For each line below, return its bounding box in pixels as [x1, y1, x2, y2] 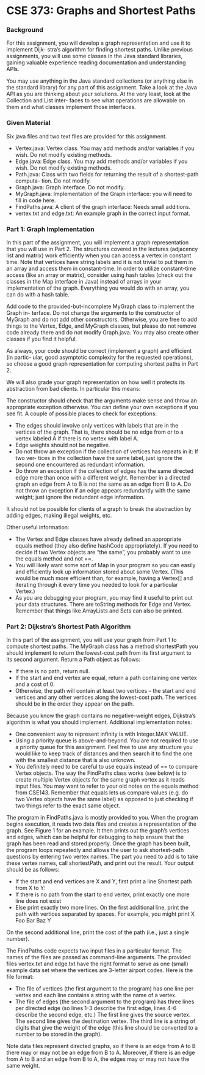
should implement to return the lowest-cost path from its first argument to [6, 649, 192, 657]
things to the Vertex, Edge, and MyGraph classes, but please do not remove [6, 322, 196, 330]
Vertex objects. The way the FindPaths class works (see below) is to [15, 769, 187, 777]
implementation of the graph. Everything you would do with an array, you [6, 284, 190, 292]
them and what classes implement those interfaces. [6, 104, 136, 111]
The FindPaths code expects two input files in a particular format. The [6, 947, 182, 954]
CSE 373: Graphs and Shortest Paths [6, 4, 196, 18]
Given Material [6, 119, 51, 127]
